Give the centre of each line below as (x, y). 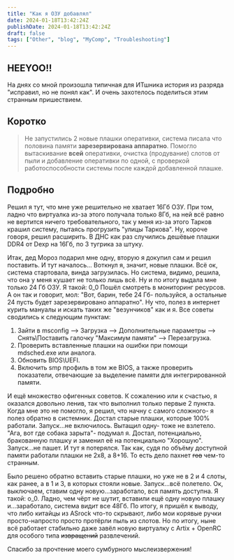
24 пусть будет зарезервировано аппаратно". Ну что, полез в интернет (114, 302)
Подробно (31, 190)
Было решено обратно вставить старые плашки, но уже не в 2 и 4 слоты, (117, 476)
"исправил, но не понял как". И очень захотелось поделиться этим (108, 92)
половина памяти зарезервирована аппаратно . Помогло (110, 146)
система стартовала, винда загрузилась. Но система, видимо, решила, (114, 272)
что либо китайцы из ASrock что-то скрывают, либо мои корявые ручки (114, 513)
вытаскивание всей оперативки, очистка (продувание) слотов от (122, 153)
